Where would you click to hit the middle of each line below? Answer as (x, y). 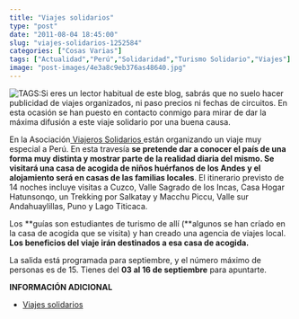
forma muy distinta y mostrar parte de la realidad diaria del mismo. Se (142, 158)
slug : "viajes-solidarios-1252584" (76, 43)
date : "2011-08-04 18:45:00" (64, 34)
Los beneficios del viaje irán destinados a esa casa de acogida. (129, 243)
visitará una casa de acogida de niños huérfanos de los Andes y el (135, 168)
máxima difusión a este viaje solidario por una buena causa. (120, 121)
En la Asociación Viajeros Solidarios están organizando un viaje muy (136, 139)
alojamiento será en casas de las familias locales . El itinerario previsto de (147, 177)
